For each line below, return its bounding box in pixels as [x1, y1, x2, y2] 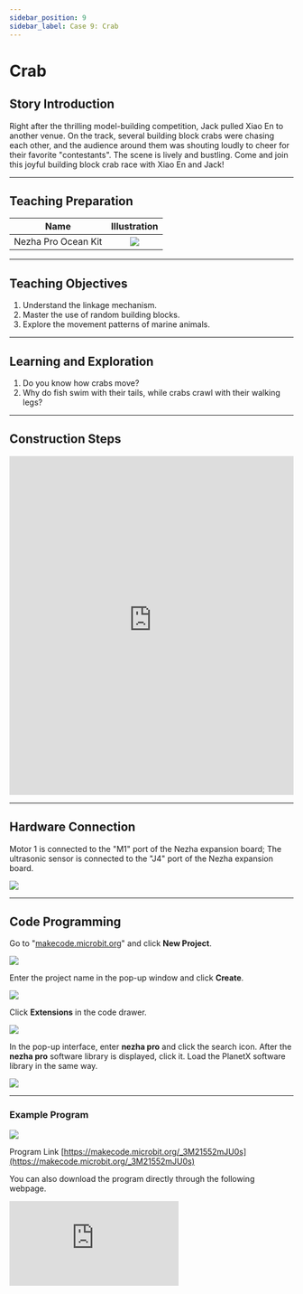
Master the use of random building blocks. [22, 309, 180, 321]
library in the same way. [9, 1061, 98, 1072]
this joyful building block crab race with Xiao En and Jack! [9, 159, 225, 170]
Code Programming [9, 914, 122, 929]
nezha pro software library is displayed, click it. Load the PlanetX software [9, 1051, 286, 1062]
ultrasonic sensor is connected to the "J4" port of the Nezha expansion [9, 853, 273, 864]
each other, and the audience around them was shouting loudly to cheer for [9, 139, 290, 150]
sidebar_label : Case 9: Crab [9, 22, 119, 31]
